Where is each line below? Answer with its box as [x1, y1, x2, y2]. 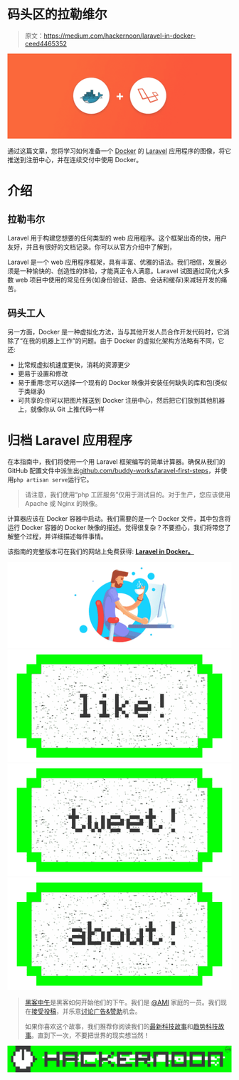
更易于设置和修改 [17, 369, 68, 378]
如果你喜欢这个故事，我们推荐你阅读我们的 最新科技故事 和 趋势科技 [24, 1022, 218, 1031]
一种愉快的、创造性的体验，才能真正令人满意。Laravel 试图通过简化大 [19, 266, 224, 275]
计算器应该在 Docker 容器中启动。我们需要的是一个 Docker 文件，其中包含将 [7, 514, 231, 523]
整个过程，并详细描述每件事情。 [13, 531, 107, 541]
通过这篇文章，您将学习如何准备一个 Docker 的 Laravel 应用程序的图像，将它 [7, 147, 231, 155]
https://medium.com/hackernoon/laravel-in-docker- [43, 31, 196, 40]
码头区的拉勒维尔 [7, 6, 108, 23]
